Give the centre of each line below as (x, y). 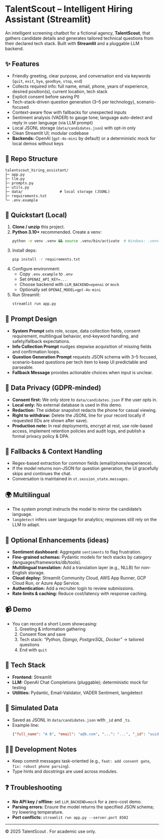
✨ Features (22, 64)
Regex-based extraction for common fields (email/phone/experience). (82, 463)
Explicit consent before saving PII (46, 96)
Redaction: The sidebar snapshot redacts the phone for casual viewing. (84, 410)
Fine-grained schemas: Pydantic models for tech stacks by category (82, 557)
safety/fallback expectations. (41, 341)
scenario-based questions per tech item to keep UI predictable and (80, 362)
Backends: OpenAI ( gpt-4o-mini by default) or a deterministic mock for (84, 138)
